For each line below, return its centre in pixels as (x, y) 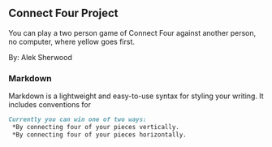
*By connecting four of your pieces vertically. (96, 127)
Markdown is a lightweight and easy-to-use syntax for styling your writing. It (136, 96)
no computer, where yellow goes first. (72, 41)
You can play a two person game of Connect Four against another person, (132, 32)
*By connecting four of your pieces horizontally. (99, 134)
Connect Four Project (64, 13)
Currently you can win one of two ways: (78, 120)
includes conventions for (50, 105)
